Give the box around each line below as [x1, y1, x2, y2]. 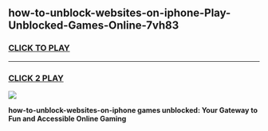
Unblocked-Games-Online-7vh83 [8, 19, 179, 33]
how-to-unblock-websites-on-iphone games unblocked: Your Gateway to [8, 105, 258, 114]
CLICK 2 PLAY [8, 72, 64, 83]
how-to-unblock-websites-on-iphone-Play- [8, 6, 231, 20]
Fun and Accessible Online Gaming [8, 114, 127, 123]
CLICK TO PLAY [8, 43, 70, 54]
